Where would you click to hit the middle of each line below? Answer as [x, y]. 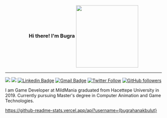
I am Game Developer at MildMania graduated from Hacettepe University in [82, 90]
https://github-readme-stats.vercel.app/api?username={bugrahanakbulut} [81, 111]
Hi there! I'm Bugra [52, 36]
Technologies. [20, 101]
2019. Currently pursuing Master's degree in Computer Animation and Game [83, 96]
